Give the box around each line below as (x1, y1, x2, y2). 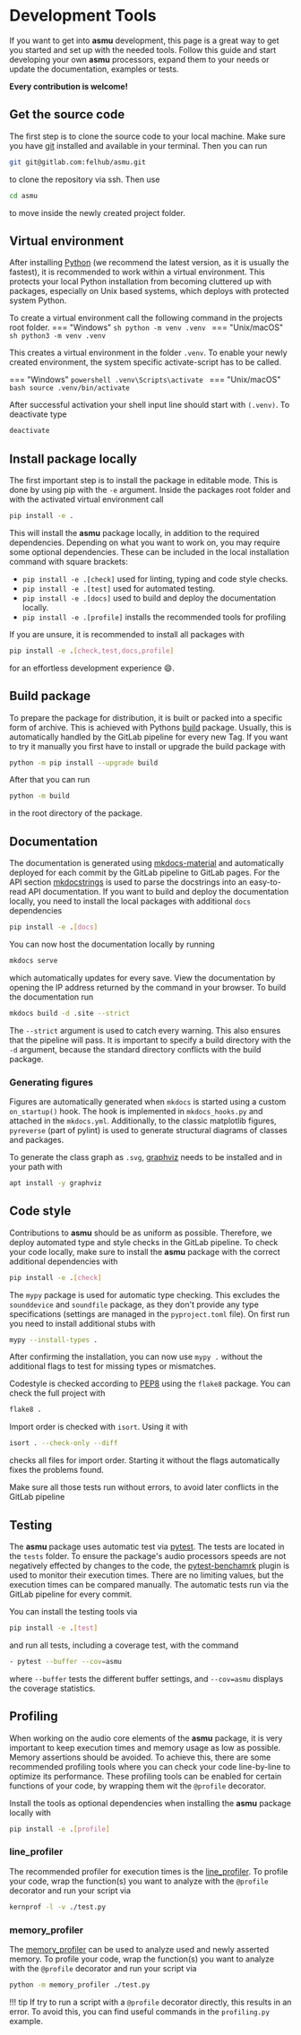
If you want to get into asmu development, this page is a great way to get (9, 35, 279, 46)
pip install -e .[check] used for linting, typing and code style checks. (21, 573, 288, 584)
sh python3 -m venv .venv (9, 332, 106, 341)
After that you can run (9, 775, 90, 785)
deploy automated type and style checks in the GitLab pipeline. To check (9, 1236, 279, 1247)
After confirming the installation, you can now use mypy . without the (9, 1351, 262, 1363)
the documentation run (9, 992, 94, 1002)
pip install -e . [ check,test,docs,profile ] (9, 646, 175, 655)
